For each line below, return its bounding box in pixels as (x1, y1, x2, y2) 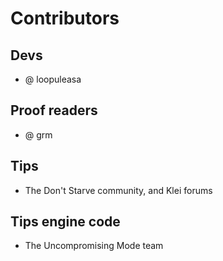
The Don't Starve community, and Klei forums (24, 184, 213, 196)
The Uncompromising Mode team (24, 240, 164, 252)
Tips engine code (10, 213, 121, 231)
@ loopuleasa (24, 73, 82, 85)
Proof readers (10, 102, 98, 119)
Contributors (10, 7, 120, 30)
